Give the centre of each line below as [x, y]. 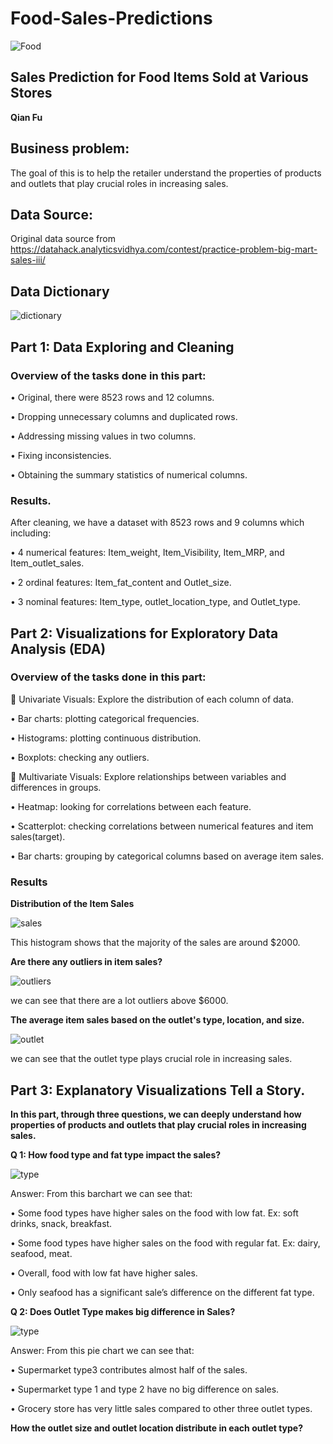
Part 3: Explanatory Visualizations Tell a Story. [158, 1090]
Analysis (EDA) [58, 648]
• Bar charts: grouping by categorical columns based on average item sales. [167, 856]
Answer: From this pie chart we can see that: [102, 1350]
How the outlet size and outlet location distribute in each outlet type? [157, 1428]
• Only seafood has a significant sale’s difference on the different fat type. [162, 1292]
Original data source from [63, 239]
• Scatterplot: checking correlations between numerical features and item [162, 826]
